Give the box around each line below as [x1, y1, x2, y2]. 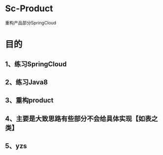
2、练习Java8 [5, 78, 48, 86]
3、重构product [5, 96, 54, 104]
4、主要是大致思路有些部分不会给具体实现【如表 [5, 114, 152, 123]
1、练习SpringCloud [5, 60, 67, 68]
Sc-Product [5, 3, 53, 14]
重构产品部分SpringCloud [5, 20, 56, 26]
